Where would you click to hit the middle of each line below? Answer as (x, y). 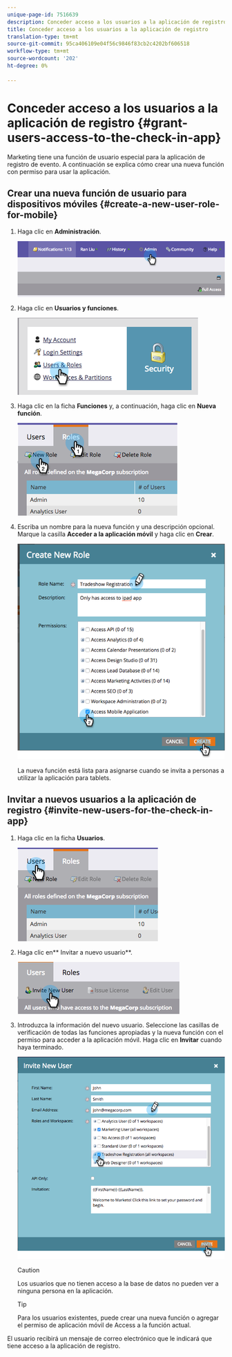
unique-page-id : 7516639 (43, 15)
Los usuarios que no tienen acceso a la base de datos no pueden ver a (118, 1284)
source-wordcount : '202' (43, 59)
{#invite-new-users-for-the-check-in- (128, 810)
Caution (28, 1270)
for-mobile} (33, 215)
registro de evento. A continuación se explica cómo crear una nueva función (116, 164)
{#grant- (163, 123)
